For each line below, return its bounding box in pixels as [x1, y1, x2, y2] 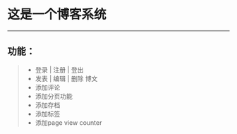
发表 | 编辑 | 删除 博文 [35, 74, 98, 83]
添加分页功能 [35, 92, 73, 100]
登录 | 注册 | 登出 [35, 65, 84, 74]
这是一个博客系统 [7, 6, 107, 23]
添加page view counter [35, 118, 102, 127]
